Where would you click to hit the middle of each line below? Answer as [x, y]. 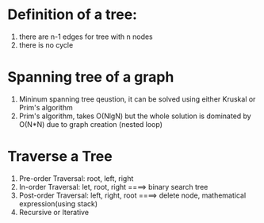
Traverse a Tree [60, 157]
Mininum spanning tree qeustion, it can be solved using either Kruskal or [137, 99]
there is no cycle [46, 44]
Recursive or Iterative [54, 212]
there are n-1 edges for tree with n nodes [86, 37]
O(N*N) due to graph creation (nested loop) [91, 124]
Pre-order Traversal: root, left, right [76, 178]
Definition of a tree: [73, 15]
